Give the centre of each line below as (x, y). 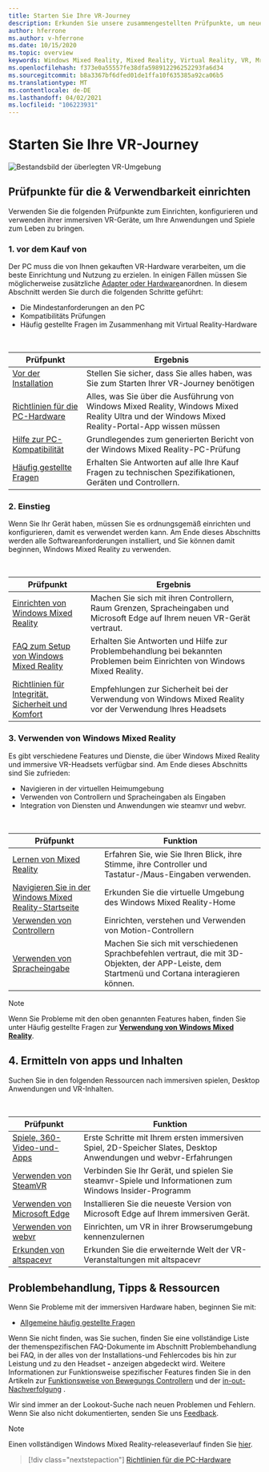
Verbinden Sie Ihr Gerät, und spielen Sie (159, 1170)
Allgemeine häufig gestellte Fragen (77, 1323)
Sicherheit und (40, 704)
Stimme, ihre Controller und (156, 864)
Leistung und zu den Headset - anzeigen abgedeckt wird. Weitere (117, 1364)
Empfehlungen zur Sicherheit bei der (160, 690)
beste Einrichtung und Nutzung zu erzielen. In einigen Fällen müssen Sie (128, 275)
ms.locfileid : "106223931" (53, 105)
